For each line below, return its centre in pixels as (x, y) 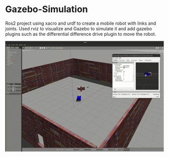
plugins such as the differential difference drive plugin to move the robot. (81, 34)
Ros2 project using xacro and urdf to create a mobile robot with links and (81, 23)
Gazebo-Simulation (47, 9)
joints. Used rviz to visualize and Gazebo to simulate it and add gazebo (79, 28)
